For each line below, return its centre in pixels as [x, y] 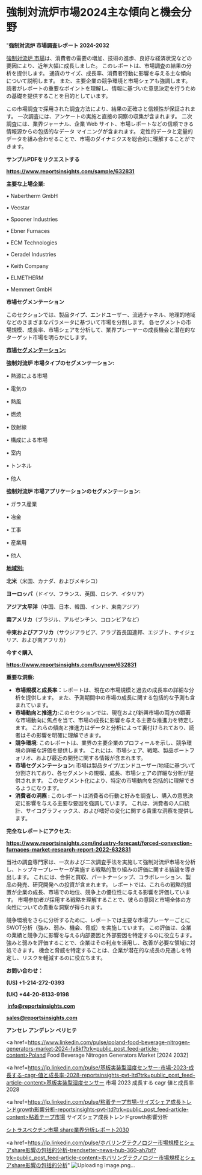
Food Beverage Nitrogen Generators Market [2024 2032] [118, 1055]
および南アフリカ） [45, 640]
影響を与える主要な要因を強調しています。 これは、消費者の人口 [105, 803]
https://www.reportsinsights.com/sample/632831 [70, 171]
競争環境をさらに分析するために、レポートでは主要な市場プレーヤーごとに [98, 920]
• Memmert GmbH [29, 289]
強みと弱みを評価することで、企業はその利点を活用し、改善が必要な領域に [98, 943]
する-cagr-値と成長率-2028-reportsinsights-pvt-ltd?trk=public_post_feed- [103, 1075]
